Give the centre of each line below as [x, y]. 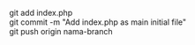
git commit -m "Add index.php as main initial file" [98, 22]
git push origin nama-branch [61, 31]
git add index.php [41, 13]
